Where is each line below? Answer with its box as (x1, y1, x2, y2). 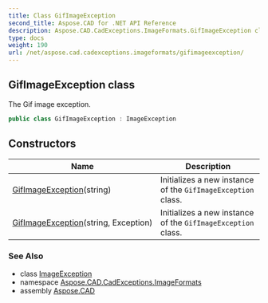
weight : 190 (8, 41, 48, 49)
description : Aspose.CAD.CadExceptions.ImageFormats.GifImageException (8, 26, 251, 34)
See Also (8, 250, 44, 262)
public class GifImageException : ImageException (8, 115, 177, 123)
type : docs (8, 33, 45, 42)
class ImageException (19, 269, 93, 278)
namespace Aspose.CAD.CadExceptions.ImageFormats (19, 277, 202, 287)
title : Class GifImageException (8, 11, 116, 20)
